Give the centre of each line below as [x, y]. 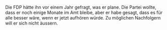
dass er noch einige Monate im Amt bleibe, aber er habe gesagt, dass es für [84, 12]
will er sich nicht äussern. [32, 23]
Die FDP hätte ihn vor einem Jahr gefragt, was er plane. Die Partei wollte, [81, 7]
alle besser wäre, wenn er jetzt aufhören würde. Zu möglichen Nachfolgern [83, 18]
